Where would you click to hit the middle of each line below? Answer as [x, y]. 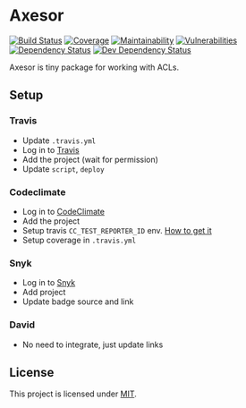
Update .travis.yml [59, 140]
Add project [44, 293]
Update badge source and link [78, 302]
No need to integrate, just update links [93, 344]
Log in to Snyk [49, 283]
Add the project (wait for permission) [90, 159]
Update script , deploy [63, 169]
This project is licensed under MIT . [73, 394]
